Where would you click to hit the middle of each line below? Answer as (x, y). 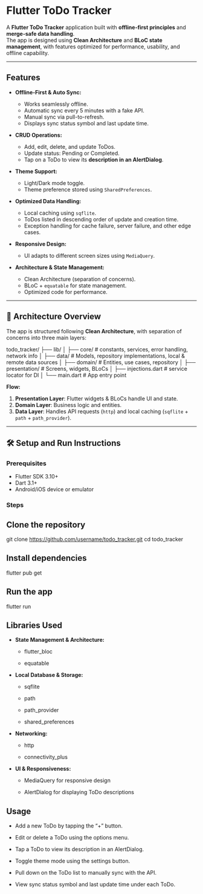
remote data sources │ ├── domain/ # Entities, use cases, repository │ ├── (101, 362)
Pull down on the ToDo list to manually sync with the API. (86, 873)
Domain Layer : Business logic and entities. (68, 405)
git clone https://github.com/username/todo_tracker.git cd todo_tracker (95, 539)
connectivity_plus (46, 757)
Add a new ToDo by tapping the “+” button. (69, 826)
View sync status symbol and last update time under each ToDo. (95, 884)
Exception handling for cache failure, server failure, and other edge (108, 226)
